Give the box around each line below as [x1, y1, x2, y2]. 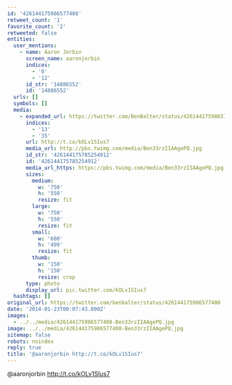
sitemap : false [7, 331, 51, 339]
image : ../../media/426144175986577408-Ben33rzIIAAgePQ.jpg [7, 325, 184, 332]
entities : [7, 36, 36, 43]
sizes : [25, 171, 45, 178]
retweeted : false [7, 29, 57, 37]
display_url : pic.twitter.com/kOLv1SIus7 [25, 286, 147, 294]
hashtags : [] [13, 293, 51, 300]
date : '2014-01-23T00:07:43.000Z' [7, 306, 107, 313]
